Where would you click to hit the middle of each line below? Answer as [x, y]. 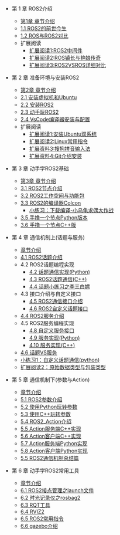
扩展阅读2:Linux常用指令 [59, 141]
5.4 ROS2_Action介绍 [46, 421]
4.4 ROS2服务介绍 [42, 316]
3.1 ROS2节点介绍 [41, 188]
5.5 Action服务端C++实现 [51, 429]
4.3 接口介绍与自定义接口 [51, 294]
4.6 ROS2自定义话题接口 [59, 309]
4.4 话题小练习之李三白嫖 [59, 287]
